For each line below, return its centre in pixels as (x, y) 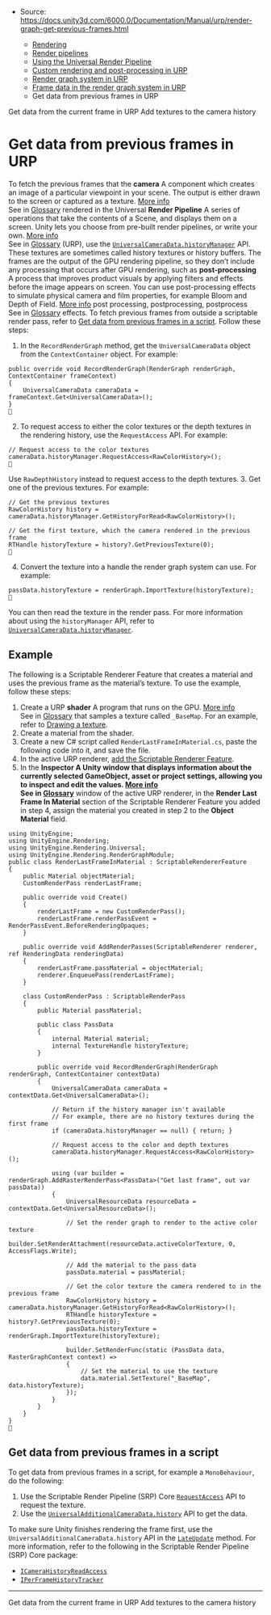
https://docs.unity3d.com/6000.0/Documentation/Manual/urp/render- (136, 20)
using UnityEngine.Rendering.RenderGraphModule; (92, 855)
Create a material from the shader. (77, 733)
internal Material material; (100, 1039)
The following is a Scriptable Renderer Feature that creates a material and (131, 674)
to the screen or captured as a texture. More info (89, 200)
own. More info (33, 235)
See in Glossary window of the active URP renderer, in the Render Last (138, 793)
